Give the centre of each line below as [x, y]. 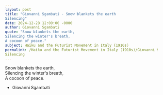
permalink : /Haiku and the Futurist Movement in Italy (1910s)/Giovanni [80, 50]
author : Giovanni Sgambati [32, 27]
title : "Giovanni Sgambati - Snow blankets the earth [61, 14]
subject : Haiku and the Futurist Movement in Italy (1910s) [67, 45]
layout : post [18, 9]
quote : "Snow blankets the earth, [40, 32]
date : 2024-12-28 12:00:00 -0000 [39, 23]
